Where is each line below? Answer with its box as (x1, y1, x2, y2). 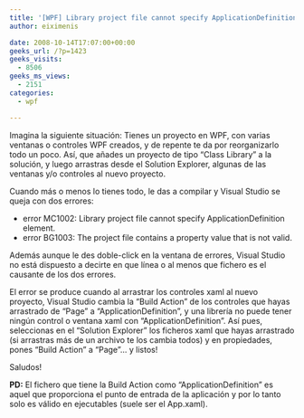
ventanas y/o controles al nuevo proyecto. (9, 168, 166, 179)
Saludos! (9, 361, 43, 372)
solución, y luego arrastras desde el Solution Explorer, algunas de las (9, 158, 267, 169)
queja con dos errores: (9, 195, 94, 206)
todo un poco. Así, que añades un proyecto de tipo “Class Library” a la (9, 148, 272, 159)
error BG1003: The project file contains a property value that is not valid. (22, 232, 292, 242)
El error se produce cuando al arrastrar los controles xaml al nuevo (9, 286, 259, 297)
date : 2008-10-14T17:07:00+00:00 (9, 38, 136, 47)
